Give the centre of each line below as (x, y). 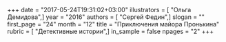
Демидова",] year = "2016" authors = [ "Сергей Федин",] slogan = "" (106, 17)
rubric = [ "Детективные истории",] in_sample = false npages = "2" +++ (111, 31)
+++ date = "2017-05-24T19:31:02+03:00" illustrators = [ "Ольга (99, 10)
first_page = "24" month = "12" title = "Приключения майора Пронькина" (113, 24)
